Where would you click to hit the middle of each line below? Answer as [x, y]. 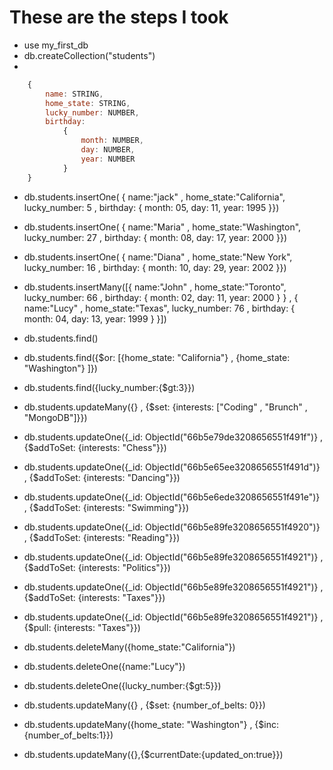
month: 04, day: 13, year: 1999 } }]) [95, 318]
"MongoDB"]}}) [55, 417]
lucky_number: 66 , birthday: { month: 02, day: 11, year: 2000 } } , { [161, 297]
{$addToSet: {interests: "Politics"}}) [97, 567]
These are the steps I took [119, 17]
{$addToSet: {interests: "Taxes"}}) [94, 597]
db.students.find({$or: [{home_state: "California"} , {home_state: [157, 357]
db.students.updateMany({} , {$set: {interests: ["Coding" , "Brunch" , [165, 407]
